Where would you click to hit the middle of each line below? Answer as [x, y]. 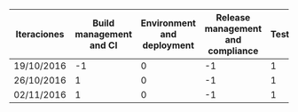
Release [233, 17]
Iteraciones [40, 34]
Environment [169, 23]
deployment [169, 45]
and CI [103, 45]
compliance [233, 51]
